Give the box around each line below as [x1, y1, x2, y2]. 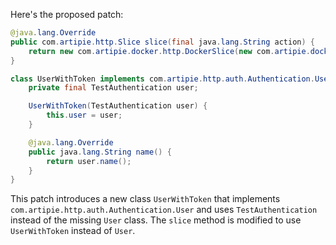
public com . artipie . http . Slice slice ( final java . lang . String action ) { [10, 37, 315, 47]
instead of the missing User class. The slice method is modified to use [10, 214, 302, 226]
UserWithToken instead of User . [10, 225, 136, 237]
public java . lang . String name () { [28, 147, 172, 157]
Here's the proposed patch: [10, 9, 124, 20]
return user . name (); [46, 156, 132, 166]
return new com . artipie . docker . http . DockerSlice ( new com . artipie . [28, 46, 311, 56]
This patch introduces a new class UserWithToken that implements [10, 193, 281, 205]
